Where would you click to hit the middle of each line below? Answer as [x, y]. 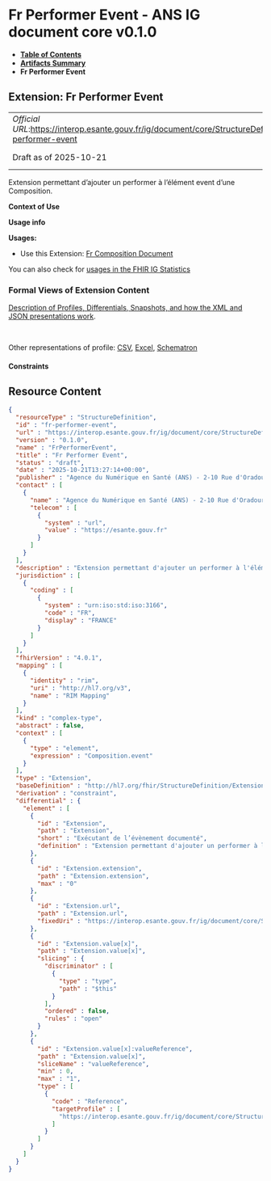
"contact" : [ [39, 485]
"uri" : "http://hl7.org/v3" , [80, 688]
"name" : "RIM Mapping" [70, 696]
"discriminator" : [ [79, 966]
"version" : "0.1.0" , [52, 440]
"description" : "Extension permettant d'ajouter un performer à [128, 567]
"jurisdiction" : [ [48, 576]
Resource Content [55, 392]
